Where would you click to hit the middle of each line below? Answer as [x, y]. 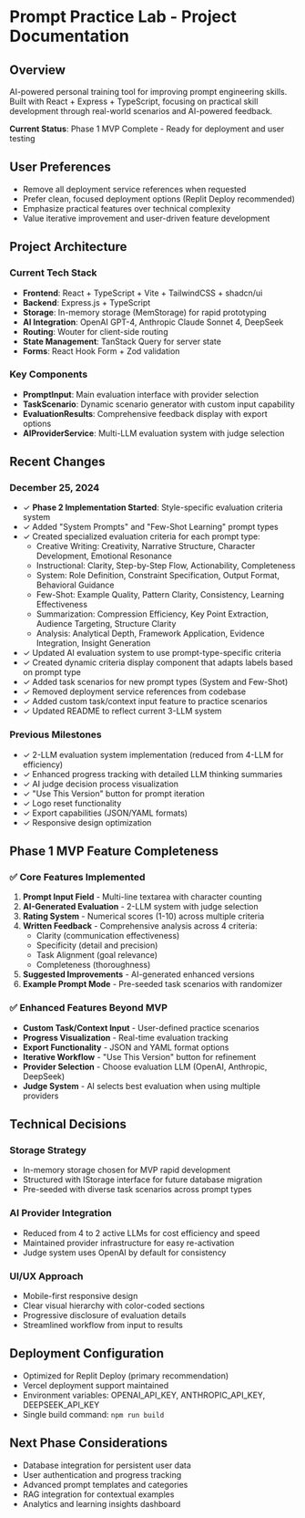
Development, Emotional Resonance [104, 556]
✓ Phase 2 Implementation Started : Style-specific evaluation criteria [153, 507]
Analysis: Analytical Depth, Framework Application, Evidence [151, 634]
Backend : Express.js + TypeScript [86, 302]
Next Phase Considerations [89, 1443]
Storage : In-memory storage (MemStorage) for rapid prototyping [144, 312]
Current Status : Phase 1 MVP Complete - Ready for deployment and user [147, 129]
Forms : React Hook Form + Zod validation [101, 351]
